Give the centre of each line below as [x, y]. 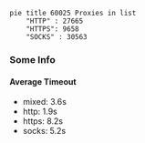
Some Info [33, 59]
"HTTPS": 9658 [52, 29]
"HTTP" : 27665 [55, 21]
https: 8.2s [43, 121]
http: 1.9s [40, 112]
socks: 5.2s [44, 131]
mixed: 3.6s [44, 102]
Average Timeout [43, 81]
